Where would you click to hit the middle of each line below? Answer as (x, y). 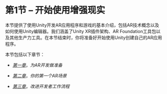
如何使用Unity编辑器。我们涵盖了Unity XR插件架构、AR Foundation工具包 (81, 31)
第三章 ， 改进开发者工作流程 (41, 86)
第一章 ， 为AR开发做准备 (37, 65)
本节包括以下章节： (25, 54)
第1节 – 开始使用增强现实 (55, 10)
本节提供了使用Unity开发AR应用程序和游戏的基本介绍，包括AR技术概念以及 (82, 25)
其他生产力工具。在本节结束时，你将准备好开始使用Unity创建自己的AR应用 (86, 37)
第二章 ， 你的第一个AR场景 (39, 75)
